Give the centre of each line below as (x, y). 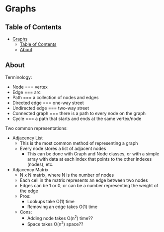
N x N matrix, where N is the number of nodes (67, 175)
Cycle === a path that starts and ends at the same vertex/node (77, 118)
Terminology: (19, 77)
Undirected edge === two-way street (51, 108)
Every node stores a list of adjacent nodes (63, 148)
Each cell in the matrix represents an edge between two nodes (84, 180)
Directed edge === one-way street (48, 103)
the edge (29, 191)
